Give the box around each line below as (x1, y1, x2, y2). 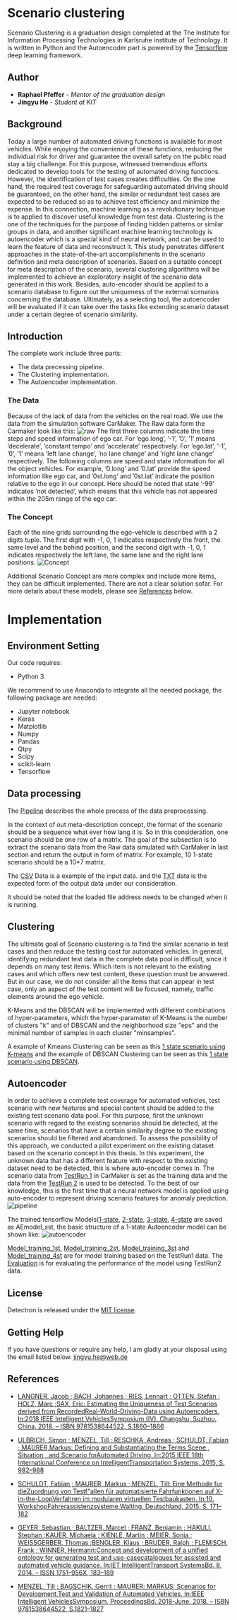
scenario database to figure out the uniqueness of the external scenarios (7, 287, 219, 296)
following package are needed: (7, 693, 97, 702)
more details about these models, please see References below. (7, 586, 193, 595)
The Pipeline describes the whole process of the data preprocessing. (7, 806, 208, 815)
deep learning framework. (7, 51, 83, 59)
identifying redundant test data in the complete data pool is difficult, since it (7, 954, 227, 963)
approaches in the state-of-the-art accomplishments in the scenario (7, 250, 206, 258)
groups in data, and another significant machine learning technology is (7, 227, 213, 236)
